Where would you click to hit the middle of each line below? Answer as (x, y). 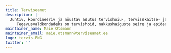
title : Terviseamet (26, 10)
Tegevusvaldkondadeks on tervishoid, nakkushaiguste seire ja (84, 24)
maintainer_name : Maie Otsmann (38, 29)
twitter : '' (18, 43)
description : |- (22, 15)
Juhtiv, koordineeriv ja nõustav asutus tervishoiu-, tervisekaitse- (85, 19)
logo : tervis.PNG (24, 38)
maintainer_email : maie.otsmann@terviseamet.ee (57, 33)
